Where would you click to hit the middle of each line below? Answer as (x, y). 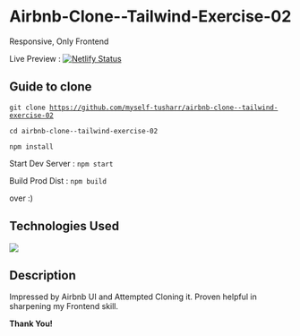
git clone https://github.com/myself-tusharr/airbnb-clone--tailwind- (144, 108)
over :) (21, 198)
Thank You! (31, 323)
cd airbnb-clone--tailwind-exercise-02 (84, 131)
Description (43, 275)
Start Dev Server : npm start (61, 163)
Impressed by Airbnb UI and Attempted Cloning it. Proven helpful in (133, 297)
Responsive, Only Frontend (59, 41)
